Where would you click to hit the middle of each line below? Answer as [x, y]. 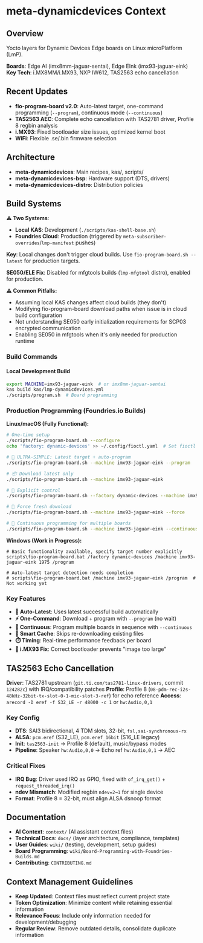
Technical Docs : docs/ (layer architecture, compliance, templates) [97, 838]
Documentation [36, 817]
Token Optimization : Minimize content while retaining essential [94, 903]
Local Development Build [38, 371]
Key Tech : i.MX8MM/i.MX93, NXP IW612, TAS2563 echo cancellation [93, 73]
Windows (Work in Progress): [44, 540]
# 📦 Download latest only [40, 474]
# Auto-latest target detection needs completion [70, 573]
